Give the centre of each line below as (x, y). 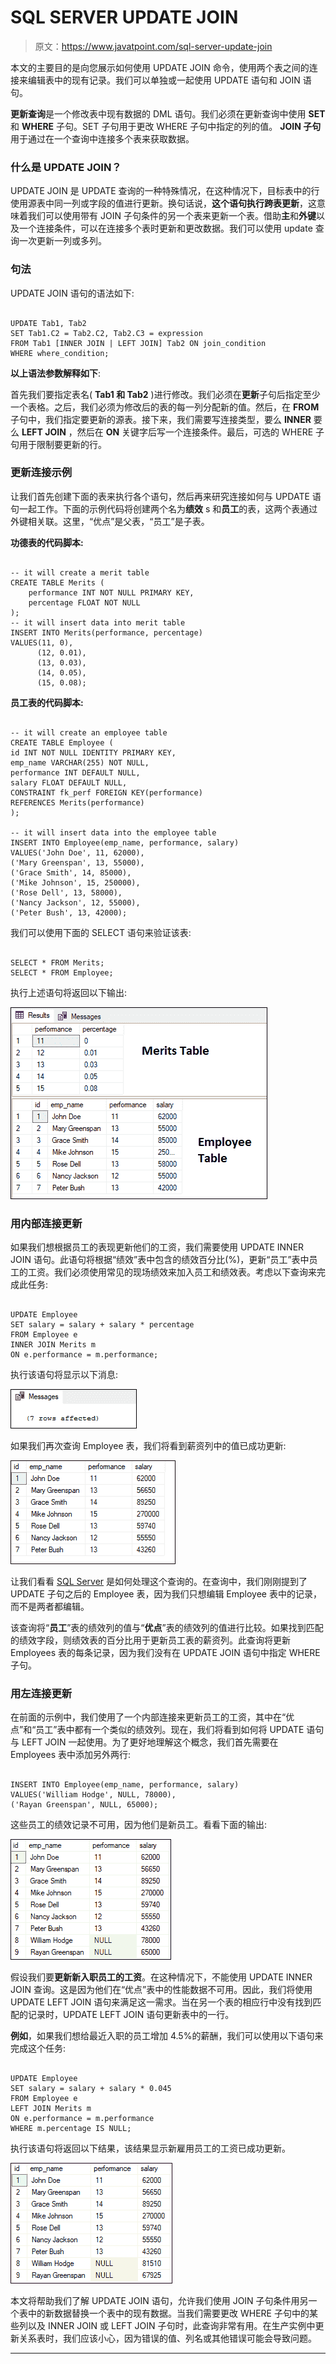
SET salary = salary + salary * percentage (102, 1325)
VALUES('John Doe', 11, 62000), (77, 852)
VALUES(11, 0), (42, 642)
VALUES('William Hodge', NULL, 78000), (93, 1795)
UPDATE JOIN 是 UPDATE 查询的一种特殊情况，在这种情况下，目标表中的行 (165, 191)
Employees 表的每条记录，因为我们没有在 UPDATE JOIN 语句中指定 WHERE (165, 1653)
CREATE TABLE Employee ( (62, 742)
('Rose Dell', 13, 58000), (66, 892)
